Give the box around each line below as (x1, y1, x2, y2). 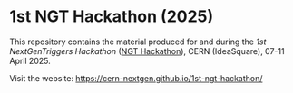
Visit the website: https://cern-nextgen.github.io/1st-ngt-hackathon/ (9, 72, 263, 83)
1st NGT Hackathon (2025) (9, 6, 214, 27)
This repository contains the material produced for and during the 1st (9, 36, 267, 47)
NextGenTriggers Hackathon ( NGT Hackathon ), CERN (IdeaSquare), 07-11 (9, 45, 285, 56)
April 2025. (9, 55, 52, 66)
